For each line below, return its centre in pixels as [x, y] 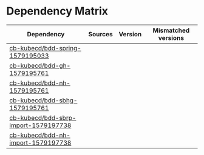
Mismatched [171, 30]
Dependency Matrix [57, 11]
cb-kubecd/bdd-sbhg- [43, 100]
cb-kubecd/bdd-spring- [46, 48]
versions [171, 38]
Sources [100, 34]
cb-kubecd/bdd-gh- [40, 65]
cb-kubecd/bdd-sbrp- [43, 117]
